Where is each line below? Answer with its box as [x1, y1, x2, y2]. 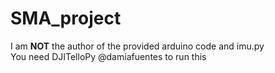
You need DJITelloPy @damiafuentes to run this [10, 50, 207, 62]
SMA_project [10, 7, 122, 30]
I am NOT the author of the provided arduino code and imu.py [10, 40, 265, 52]
